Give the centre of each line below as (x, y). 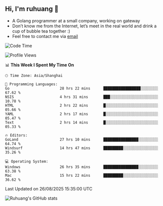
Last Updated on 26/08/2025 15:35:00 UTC (49, 188)
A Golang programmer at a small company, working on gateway (76, 20)
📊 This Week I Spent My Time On (40, 65)
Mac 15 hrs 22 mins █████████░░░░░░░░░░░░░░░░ (82, 175)
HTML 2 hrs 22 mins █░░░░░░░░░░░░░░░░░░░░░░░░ (82, 105)
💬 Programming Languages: (31, 84)
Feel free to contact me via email (45, 36)
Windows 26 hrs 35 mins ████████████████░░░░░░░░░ (82, 167)
